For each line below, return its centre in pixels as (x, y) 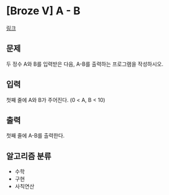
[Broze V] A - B (43, 11)
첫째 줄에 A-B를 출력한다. (35, 136)
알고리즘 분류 (29, 156)
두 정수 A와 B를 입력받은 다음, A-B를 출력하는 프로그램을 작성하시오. (85, 64)
